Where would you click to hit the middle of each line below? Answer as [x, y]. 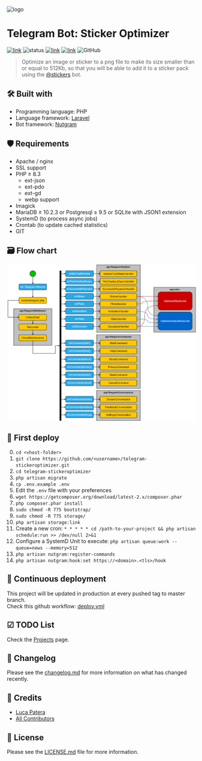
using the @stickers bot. [52, 74]
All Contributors [35, 718]
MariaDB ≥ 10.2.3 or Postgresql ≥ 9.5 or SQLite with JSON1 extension [101, 212]
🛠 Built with [30, 94]
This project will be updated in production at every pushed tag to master [96, 593]
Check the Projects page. [38, 639]
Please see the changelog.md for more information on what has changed [97, 672]
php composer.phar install [49, 503]
